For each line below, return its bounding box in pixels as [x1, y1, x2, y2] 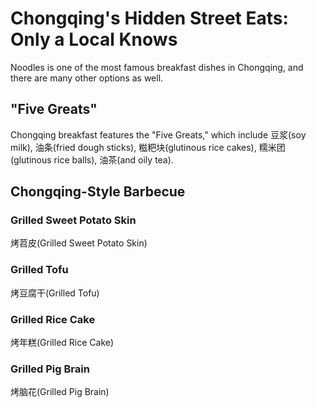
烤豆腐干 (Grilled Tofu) [10, 287, 100, 299]
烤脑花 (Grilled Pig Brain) [10, 386, 110, 398]
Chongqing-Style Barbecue [10, 183, 186, 201]
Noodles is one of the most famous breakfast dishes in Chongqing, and [10, 61, 304, 73]
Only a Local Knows [10, 28, 178, 51]
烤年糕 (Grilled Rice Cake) [10, 337, 115, 349]
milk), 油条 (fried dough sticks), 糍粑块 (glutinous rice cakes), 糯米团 [10, 141, 286, 153]
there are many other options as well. [10, 72, 164, 84]
